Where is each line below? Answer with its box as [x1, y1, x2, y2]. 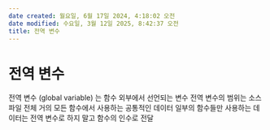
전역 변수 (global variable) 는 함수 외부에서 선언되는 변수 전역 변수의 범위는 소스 [8, 93, 262, 102]
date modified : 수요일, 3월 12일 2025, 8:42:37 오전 [8, 19, 179, 28]
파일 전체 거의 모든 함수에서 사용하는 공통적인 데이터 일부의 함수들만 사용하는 [8, 103, 252, 113]
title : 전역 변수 [8, 27, 61, 35]
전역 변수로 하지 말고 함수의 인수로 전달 [29, 113, 155, 123]
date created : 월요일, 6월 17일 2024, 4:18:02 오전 [8, 11, 176, 20]
